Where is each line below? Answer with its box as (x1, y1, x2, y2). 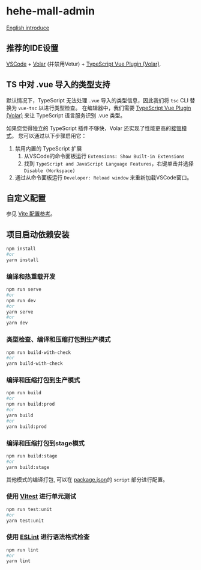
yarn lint (6, 558, 31, 564)
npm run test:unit (6, 506, 52, 512)
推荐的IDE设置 (6, 43, 59, 54)
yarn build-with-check (6, 361, 63, 367)
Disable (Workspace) (23, 167, 76, 174)
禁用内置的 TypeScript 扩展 (14, 144, 82, 152)
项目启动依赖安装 (6, 229, 70, 240)
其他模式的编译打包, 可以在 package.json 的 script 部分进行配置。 (6, 476, 169, 483)
